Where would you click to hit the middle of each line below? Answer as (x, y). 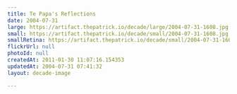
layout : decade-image (39, 73)
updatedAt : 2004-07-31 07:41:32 (55, 66)
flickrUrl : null (31, 47)
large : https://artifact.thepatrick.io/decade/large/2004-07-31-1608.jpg (118, 27)
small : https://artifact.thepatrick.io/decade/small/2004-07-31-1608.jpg (118, 34)
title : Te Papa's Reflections (52, 14)
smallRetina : (26, 40)
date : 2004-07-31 (33, 20)
